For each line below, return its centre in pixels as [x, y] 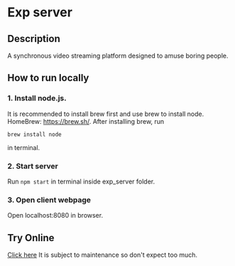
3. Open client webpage [49, 200]
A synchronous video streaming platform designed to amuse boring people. [118, 55]
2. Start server [33, 166]
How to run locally [48, 78]
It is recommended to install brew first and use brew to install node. [106, 114]
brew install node [34, 134]
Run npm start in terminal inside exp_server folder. [81, 181]
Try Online [31, 238]
